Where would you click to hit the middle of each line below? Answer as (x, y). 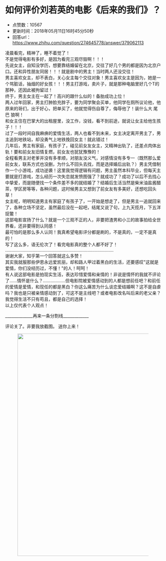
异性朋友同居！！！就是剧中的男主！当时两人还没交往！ (78, 71)
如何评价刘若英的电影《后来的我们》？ (83, 10)
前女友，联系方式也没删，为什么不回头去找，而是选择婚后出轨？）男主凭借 (81, 164)
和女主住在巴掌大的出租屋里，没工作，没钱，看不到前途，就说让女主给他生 (81, 121)
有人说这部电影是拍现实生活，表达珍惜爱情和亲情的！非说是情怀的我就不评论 (83, 274)
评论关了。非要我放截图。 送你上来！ (42, 326)
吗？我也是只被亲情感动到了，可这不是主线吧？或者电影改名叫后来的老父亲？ (83, 293)
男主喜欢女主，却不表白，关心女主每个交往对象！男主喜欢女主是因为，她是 (81, 78)
